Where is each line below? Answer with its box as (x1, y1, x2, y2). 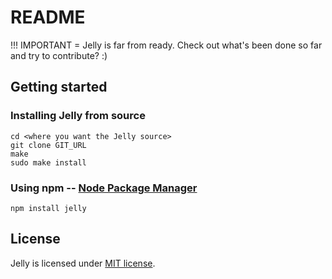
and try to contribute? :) (10, 49, 108, 61)
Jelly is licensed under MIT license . (10, 257, 156, 269)
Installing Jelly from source (10, 109, 146, 123)
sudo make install (10, 157, 87, 168)
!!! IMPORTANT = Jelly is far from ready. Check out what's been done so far (10, 39, 323, 51)
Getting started (10, 79, 108, 96)
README (10, 6, 86, 29)
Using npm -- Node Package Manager (10, 181, 198, 195)
